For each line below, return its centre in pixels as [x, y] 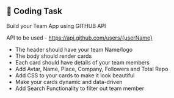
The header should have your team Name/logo [74, 49]
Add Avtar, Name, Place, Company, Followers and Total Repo [92, 69]
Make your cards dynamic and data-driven [69, 82]
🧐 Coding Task [34, 11]
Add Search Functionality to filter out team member [80, 88]
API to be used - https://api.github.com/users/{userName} [79, 38]
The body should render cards [53, 56]
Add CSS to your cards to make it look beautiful [75, 75]
